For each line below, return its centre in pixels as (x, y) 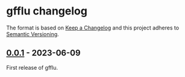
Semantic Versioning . (33, 34)
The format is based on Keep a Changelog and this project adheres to (93, 28)
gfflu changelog (47, 11)
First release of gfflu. (32, 67)
